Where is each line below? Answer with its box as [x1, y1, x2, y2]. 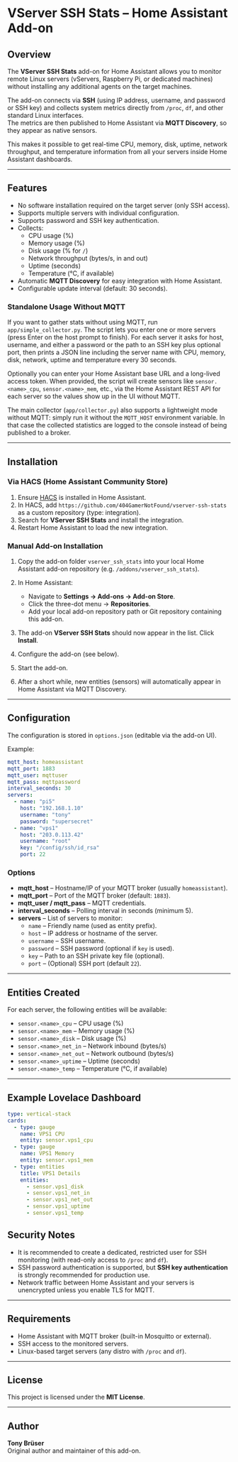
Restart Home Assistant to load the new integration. [17, 523, 169, 532]
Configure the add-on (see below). [17, 650, 119, 658]
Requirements [7, 1313, 71, 1325]
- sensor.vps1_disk [25, 1183, 84, 1190]
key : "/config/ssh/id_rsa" [20, 844, 100, 851]
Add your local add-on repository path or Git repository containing [28, 607, 222, 616]
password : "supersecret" [20, 818, 93, 825]
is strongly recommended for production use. [17, 1270, 150, 1279]
